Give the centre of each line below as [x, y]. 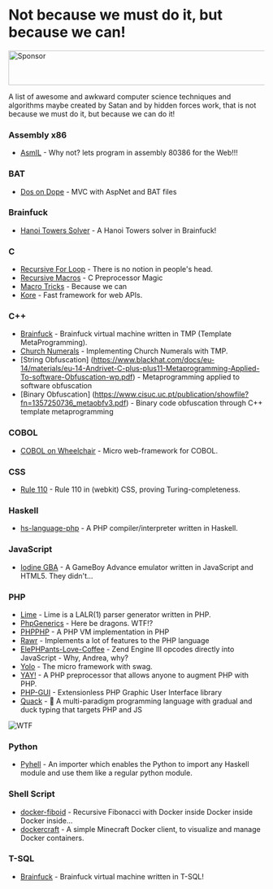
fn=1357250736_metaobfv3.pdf [73, 403]
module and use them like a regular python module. [106, 773]
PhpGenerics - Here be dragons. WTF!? [87, 623]
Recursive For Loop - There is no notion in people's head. [117, 269]
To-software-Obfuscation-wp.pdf [76, 377]
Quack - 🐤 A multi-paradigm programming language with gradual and [136, 701]
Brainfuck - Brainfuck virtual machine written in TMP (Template [126, 334]
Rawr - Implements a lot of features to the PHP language [115, 640]
